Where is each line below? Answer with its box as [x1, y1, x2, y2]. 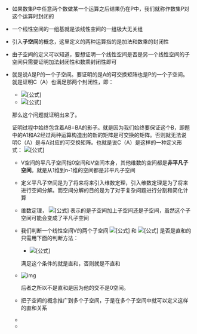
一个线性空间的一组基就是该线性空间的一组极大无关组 [11, 26, 143, 32]
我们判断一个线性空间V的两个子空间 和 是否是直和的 [20, 227, 192, 234]
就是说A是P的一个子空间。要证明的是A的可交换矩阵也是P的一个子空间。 [11, 71, 188, 78]
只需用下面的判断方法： [20, 235, 79, 241]
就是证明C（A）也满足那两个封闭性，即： [11, 78, 114, 85]
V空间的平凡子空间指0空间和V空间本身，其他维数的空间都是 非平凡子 [20, 159, 189, 166]
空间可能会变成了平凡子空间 [20, 215, 90, 221]
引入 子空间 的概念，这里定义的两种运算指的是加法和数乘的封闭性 [11, 38, 169, 45]
